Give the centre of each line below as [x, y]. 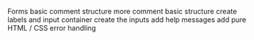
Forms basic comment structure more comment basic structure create [122, 11]
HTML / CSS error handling [52, 28]
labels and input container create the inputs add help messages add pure [127, 20]
